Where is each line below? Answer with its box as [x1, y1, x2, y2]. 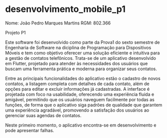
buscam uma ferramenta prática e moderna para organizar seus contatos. [5, 66, 157, 72]
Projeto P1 [5, 29, 26, 35]
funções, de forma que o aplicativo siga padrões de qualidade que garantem [5, 102, 163, 108]
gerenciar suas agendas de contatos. [5, 112, 82, 118]
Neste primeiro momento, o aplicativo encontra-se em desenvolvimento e [5, 122, 157, 128]
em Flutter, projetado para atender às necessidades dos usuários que [5, 60, 148, 66]
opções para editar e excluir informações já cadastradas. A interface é [5, 86, 150, 92]
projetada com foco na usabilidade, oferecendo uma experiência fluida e [5, 91, 155, 97]
